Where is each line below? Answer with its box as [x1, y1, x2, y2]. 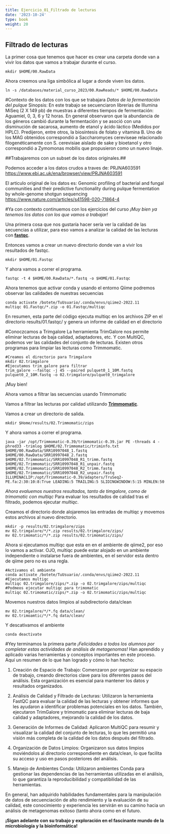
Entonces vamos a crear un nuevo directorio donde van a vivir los [5, 242, 143, 248]
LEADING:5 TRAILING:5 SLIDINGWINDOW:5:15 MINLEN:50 [53, 479, 165, 485]
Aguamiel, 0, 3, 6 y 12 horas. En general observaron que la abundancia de [5, 113, 160, 119]
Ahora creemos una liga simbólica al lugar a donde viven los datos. [5, 78, 146, 84]
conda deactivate [5, 632, 42, 637]
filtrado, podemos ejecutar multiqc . [5, 499, 79, 505]
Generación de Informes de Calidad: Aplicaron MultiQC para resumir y [12, 724, 159, 730]
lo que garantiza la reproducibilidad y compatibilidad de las [12, 776, 137, 782]
